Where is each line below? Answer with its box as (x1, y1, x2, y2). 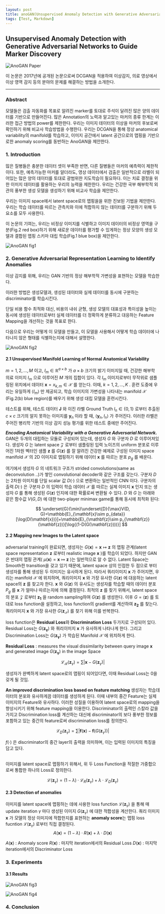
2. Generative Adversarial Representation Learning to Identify (5, 255, 156, 261)
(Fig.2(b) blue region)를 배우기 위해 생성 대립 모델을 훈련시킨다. (5, 395, 128, 401)
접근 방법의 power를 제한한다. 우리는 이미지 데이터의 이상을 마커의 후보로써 (14, 120, 158, 126)
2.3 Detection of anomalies (5, 789, 62, 795)
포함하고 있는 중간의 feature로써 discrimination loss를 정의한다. (5, 718, 128, 724)
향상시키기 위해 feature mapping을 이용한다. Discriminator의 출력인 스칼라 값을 (5, 705, 159, 711)
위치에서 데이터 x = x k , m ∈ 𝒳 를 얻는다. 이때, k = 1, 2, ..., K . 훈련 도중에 (14, 381, 153, 389)
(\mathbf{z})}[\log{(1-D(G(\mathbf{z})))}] (38, 521, 121, 527)
